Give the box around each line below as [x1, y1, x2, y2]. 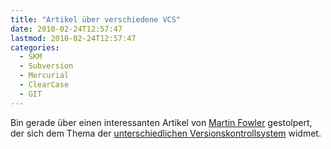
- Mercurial [19, 71, 70, 81]
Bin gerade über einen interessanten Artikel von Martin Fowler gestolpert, [10, 116, 313, 128]
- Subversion [19, 61, 74, 71]
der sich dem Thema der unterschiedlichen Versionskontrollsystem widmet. [10, 127, 322, 139]
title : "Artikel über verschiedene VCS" [10, 14, 182, 25]
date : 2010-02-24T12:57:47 [10, 24, 123, 34]
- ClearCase [19, 80, 70, 90]
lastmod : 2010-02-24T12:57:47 [10, 33, 137, 43]
